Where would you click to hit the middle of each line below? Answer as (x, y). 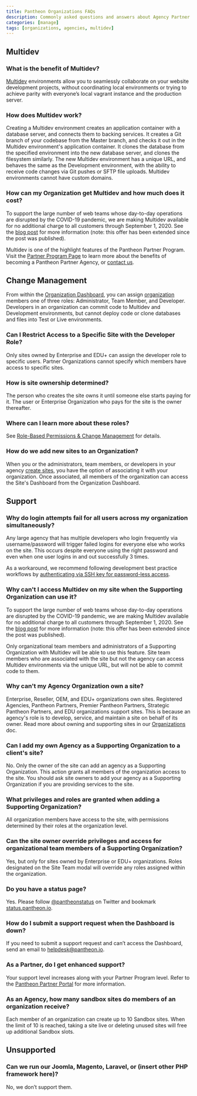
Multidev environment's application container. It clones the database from (95, 147)
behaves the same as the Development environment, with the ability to (91, 166)
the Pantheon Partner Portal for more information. (66, 984)
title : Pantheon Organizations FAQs (51, 11)
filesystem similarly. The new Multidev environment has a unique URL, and (96, 159)
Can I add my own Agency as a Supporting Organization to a (93, 745)
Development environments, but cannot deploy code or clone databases (93, 313)
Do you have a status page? (46, 889)
